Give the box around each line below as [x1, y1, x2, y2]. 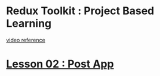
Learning [6, 17, 52, 30]
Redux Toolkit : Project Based [6, 4, 155, 18]
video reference [6, 36, 46, 43]
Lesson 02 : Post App [6, 58, 115, 71]
